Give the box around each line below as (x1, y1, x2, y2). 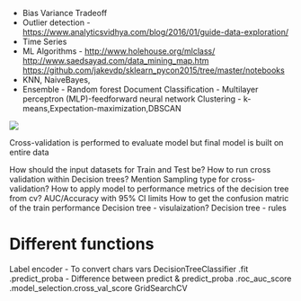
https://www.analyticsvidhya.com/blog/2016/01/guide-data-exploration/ (22, 27, 289, 37)
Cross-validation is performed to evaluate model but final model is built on (9, 137, 284, 147)
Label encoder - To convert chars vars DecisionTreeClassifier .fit (9, 263, 249, 274)
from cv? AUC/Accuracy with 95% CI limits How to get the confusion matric (9, 193, 289, 203)
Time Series (22, 36, 67, 47)
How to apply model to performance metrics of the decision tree (50, 183, 289, 194)
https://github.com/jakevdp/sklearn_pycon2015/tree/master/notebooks (22, 65, 285, 75)
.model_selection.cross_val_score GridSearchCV (9, 282, 188, 293)
